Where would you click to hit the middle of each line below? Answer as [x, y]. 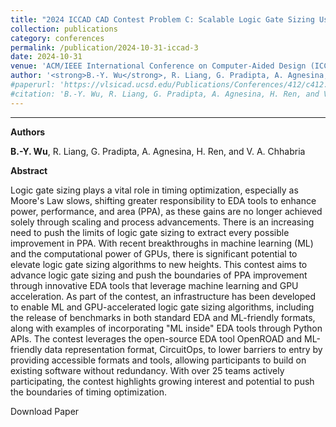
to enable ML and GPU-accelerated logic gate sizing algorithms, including [162, 307]
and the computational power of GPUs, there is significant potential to [154, 253]
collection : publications [64, 29]
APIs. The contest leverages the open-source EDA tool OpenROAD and [156, 338]
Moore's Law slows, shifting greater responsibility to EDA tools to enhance [163, 200]
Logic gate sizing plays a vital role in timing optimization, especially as [154, 190]
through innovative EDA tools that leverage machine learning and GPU [154, 285]
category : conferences [57, 38]
